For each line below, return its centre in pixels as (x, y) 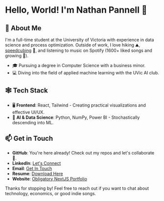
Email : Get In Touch (32, 168)
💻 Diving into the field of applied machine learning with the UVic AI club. (85, 73)
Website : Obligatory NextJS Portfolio (49, 179)
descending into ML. (33, 122)
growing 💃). (17, 56)
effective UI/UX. (28, 112)
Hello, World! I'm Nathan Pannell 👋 (76, 10)
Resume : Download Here (37, 174)
